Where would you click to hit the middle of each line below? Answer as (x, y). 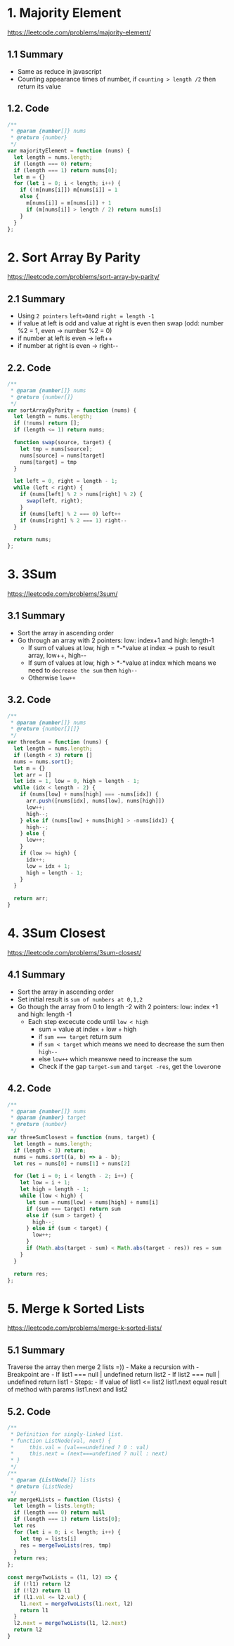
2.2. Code (29, 368)
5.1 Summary (36, 1350)
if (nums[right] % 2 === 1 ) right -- (74, 520)
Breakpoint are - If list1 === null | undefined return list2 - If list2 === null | (113, 1375)
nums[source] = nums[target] (63, 455)
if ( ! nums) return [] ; (47, 423)
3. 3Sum (32, 575)
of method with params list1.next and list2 (67, 1389)
